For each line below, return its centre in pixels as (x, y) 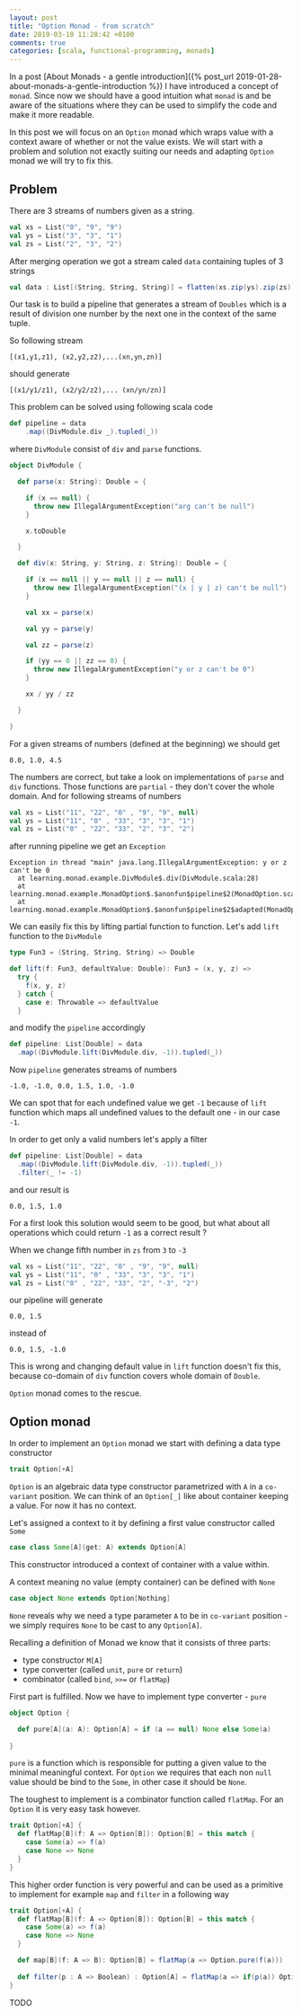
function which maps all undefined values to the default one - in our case (145, 1113)
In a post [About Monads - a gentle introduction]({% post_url (122, 76)
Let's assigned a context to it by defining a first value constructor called (142, 1523)
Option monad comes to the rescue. (75, 1393)
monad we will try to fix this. (62, 161)
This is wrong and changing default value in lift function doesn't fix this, (145, 1366)
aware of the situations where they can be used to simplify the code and (143, 105)
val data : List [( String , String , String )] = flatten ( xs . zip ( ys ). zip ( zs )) (152, 287)
